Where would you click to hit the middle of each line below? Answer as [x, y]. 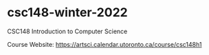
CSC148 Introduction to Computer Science [67, 31]
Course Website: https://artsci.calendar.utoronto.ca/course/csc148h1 [104, 44]
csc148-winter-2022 [68, 13]
